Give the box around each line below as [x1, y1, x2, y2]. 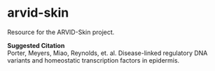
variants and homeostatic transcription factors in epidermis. [7, 56, 180, 64]
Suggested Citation [7, 41, 65, 49]
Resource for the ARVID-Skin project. [7, 28, 115, 36]
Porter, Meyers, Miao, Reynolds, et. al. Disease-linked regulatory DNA [7, 49, 208, 57]
